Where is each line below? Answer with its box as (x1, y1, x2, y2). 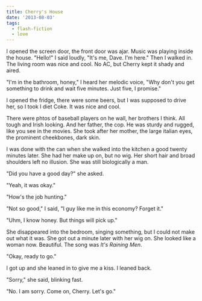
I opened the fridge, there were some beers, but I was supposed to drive (6, 97, 187, 104)
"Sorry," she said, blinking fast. (6, 276, 83, 284)
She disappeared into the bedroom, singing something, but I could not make (6, 228, 195, 235)
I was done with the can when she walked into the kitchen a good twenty (6, 146, 188, 153)
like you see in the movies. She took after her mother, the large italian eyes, (6, 128, 193, 135)
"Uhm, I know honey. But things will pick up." (6, 217, 118, 224)
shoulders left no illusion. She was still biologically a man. (6, 158, 149, 166)
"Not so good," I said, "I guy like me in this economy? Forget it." (6, 205, 164, 213)
